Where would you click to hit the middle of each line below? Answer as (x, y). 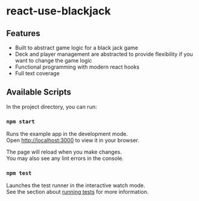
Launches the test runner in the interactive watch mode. (76, 185)
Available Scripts (39, 92)
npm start (21, 121)
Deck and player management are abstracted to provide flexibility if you (104, 54)
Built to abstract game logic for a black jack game (77, 48)
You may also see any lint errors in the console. (65, 158)
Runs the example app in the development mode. (67, 134)
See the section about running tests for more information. (77, 192)
